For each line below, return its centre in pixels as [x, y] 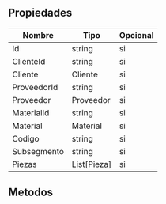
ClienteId [29, 61]
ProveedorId [35, 87]
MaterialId [31, 112]
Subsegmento [38, 151]
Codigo [26, 138]
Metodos [31, 193]
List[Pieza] [92, 164]
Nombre [38, 35]
